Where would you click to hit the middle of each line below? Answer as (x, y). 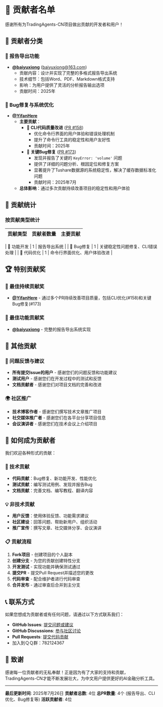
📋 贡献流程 (18, 541)
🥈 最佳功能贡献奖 (25, 318)
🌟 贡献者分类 (24, 41)
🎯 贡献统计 (21, 205)
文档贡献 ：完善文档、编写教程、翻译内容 (52, 490)
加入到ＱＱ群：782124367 (38, 643)
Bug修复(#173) (26, 304)
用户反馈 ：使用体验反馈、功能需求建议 (50, 516)
